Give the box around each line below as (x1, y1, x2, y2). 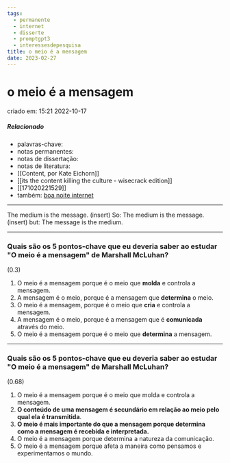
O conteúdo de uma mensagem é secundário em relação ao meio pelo (16, 405, 220, 414)
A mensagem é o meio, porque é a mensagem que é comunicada (16, 315, 203, 323)
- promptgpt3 (13, 36, 51, 43)
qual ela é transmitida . (16, 413, 82, 421)
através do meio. (16, 322, 65, 331)
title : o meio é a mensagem (7, 49, 88, 56)
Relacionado (7, 123, 44, 131)
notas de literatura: (16, 162, 71, 170)
